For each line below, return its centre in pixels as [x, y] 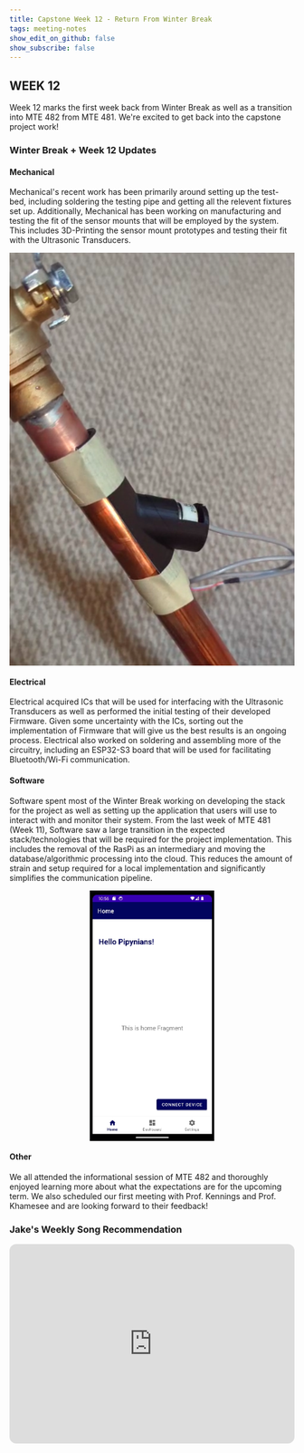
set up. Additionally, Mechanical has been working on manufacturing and [146, 211]
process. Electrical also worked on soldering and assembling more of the [145, 741]
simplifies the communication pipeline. [81, 877]
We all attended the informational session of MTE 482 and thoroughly [139, 1177]
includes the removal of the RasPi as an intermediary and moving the [138, 848]
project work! [34, 127]
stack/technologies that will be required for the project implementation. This [151, 839]
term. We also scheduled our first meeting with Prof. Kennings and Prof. [143, 1196]
